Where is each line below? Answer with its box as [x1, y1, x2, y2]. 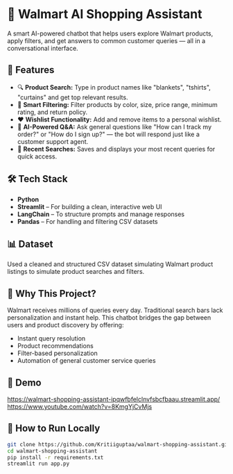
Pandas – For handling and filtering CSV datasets [17, 217, 158, 225]
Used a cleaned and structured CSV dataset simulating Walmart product [7, 260, 214, 268]
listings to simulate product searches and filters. [7, 268, 145, 276]
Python [17, 195, 40, 204]
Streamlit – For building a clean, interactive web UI [17, 202, 162, 211]
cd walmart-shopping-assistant [7, 448, 98, 455]
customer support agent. [17, 137, 89, 145]
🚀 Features [7, 64, 55, 76]
